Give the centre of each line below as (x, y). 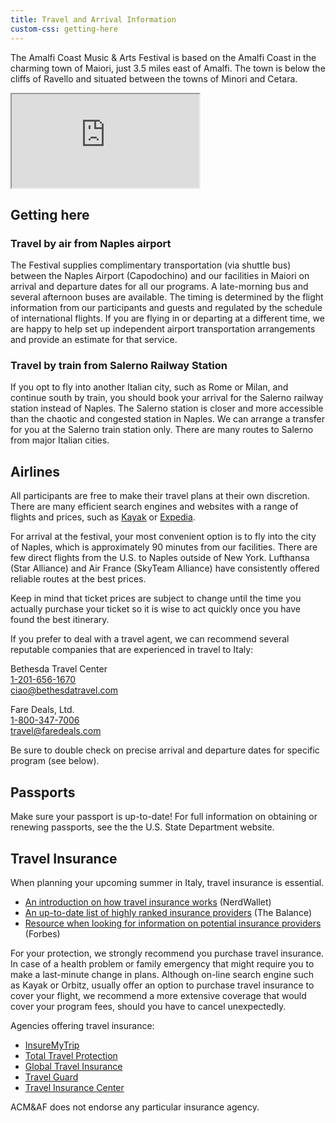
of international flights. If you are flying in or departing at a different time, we (167, 318)
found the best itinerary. (60, 620)
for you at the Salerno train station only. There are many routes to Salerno (162, 430)
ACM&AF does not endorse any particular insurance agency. (135, 1107)
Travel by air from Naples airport (91, 243)
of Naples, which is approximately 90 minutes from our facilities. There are (164, 547)
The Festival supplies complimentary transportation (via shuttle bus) (151, 265)
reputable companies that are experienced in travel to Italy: (132, 650)
